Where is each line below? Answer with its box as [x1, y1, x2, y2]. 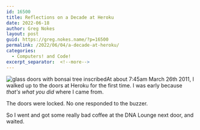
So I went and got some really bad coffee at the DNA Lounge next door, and [6, 111, 194, 119]
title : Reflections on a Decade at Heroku [6, 14, 114, 20]
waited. [6, 117, 25, 125]
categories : [6, 48, 36, 54]
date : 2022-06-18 [6, 20, 50, 26]
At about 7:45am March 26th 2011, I [106, 75, 194, 83]
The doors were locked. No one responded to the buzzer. [6, 99, 148, 107]
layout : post [6, 31, 39, 37]
